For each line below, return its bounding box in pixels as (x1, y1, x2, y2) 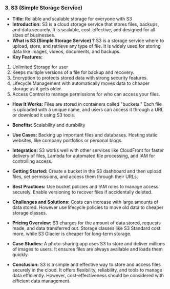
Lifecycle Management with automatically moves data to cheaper (12, 80, 150, 86)
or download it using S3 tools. (12, 112, 75, 118)
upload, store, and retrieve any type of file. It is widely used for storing (12, 43, 161, 49)
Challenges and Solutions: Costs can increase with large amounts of (12, 199, 159, 205)
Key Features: (12, 54, 43, 60)
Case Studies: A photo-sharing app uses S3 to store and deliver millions (12, 241, 165, 247)
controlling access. (12, 158, 53, 164)
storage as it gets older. (12, 86, 62, 92)
